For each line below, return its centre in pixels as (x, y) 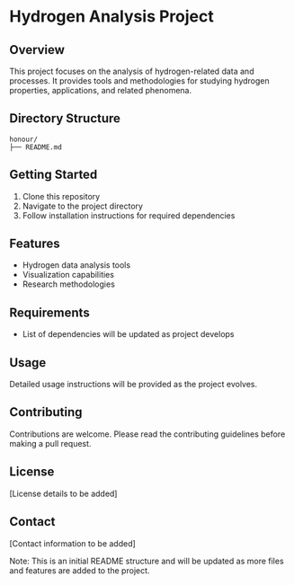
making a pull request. (50, 443)
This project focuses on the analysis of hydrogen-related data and (132, 71)
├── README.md (36, 147)
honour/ (24, 139)
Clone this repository (61, 196)
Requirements (49, 312)
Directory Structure (65, 119)
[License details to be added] (63, 493)
